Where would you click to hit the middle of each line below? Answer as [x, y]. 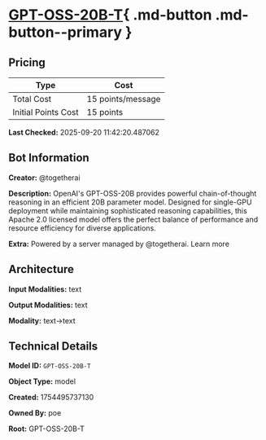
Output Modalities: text [48, 305]
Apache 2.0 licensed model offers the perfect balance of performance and [133, 219]
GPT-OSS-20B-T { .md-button [110, 15]
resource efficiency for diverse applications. [82, 228]
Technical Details [53, 347]
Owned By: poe [35, 413]
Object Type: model [42, 381]
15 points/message [124, 99]
